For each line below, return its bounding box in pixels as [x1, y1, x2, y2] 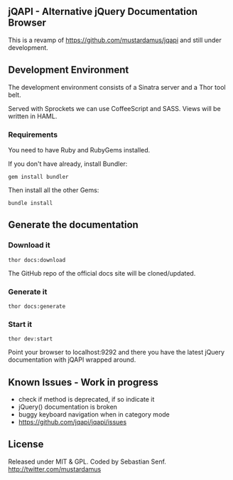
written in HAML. [8, 112, 58, 120]
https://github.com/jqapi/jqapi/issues [18, 418, 127, 427]
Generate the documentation [8, 219, 139, 231]
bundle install [8, 199, 53, 207]
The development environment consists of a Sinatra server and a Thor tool [8, 83, 226, 91]
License [8, 438, 44, 451]
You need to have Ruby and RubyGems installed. [8, 145, 151, 154]
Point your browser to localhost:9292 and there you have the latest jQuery [8, 348, 225, 357]
